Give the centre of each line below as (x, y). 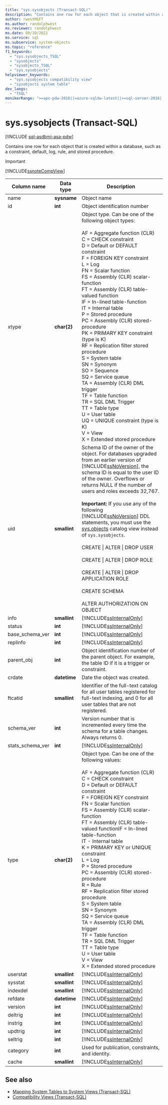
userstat (17, 974)
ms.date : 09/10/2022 (27, 33)
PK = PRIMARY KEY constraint (117, 333)
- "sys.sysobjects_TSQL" (35, 56)
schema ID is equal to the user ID (120, 472)
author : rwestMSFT (24, 19)
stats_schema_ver (28, 745)
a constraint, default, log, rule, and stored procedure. (60, 152)
